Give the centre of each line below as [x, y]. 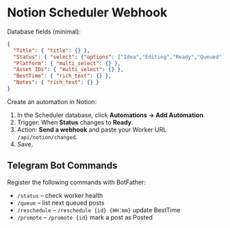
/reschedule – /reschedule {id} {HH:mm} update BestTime [99, 210]
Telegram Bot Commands [62, 166]
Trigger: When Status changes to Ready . [75, 122]
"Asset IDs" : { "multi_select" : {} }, [69, 70]
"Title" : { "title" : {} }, [52, 50]
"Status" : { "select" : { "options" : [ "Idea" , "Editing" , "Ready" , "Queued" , [119, 57]
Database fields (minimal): [44, 31]
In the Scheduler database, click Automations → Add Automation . [111, 115]
